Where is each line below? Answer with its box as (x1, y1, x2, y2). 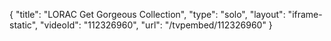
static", (9, 19, 39, 31)
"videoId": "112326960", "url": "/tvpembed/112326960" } (40, 19, 273, 31)
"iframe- (287, 9, 323, 20)
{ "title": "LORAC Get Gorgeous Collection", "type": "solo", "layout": (9, 9, 286, 20)
